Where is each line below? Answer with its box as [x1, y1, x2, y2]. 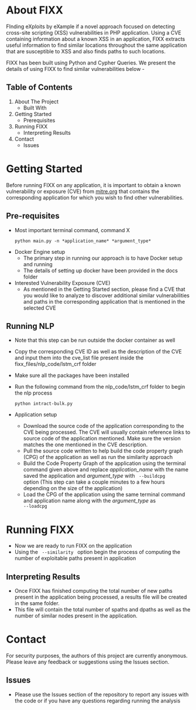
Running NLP [6, 321, 54, 331]
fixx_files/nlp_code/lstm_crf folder [14, 361, 97, 368]
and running [23, 260, 53, 267]
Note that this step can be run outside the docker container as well [14, 337, 176, 344]
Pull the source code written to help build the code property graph [23, 447, 183, 454]
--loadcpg [23, 504, 48, 509]
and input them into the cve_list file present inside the [14, 354, 144, 361]
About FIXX [6, 4, 63, 17]
